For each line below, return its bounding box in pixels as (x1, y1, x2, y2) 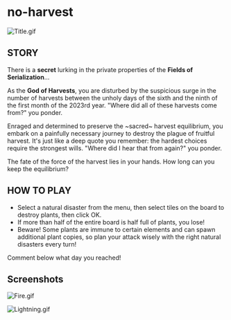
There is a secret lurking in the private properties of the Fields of (7, 65, 193, 73)
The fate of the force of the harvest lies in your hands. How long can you (7, 157, 215, 166)
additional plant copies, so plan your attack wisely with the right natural (17, 233, 221, 241)
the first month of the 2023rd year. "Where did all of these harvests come (7, 101, 217, 109)
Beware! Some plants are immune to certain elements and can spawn (17, 225, 216, 233)
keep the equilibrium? (7, 164, 69, 173)
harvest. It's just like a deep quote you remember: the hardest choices (7, 136, 207, 145)
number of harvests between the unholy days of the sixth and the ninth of (7, 94, 218, 102)
